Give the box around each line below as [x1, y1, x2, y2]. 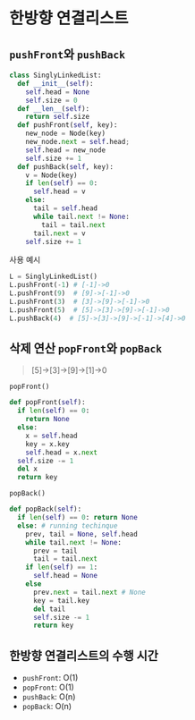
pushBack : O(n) [21, 691, 76, 702]
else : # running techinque [17, 521, 118, 530]
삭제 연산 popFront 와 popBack [9, 341, 163, 356]
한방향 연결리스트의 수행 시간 [9, 648, 159, 663]
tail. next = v [32, 229, 87, 238]
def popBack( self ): [9, 504, 82, 514]
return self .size [25, 113, 90, 122]
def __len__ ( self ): [17, 104, 90, 113]
